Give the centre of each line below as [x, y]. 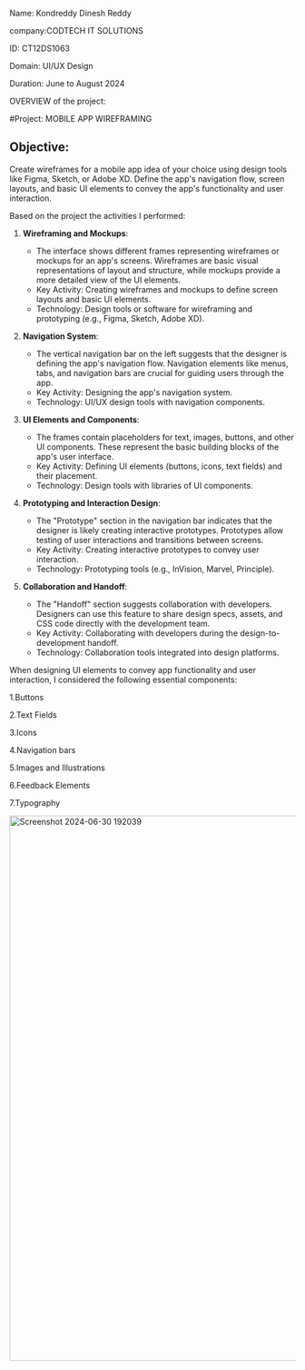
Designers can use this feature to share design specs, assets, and [159, 613]
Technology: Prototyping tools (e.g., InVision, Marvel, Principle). [155, 569]
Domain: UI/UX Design [51, 66]
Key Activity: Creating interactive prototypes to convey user [148, 550]
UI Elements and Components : [81, 419]
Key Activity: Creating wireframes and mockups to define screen [157, 289]
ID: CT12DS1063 [40, 48]
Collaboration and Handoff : [75, 586]
